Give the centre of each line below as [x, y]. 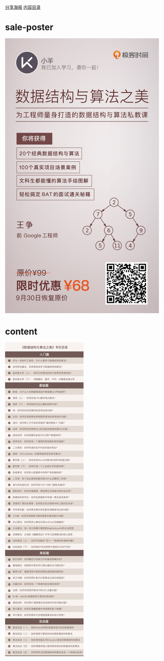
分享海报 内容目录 [23, 7]
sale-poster [29, 27]
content [21, 331]
